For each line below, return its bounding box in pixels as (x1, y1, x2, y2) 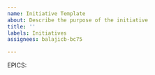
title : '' (7, 23, 36, 30)
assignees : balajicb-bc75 (7, 36, 82, 43)
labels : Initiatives (7, 29, 68, 37)
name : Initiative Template (7, 10, 86, 17)
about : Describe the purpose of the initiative (7, 17, 149, 24)
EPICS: (7, 61, 27, 69)
